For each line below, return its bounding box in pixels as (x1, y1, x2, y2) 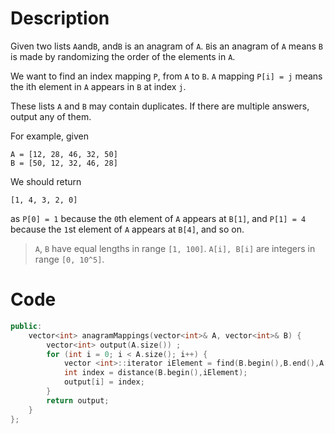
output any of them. (10, 110, 92, 122)
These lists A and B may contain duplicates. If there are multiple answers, (10, 100, 310, 112)
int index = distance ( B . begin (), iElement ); (63, 368, 248, 378)
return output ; (46, 395, 110, 406)
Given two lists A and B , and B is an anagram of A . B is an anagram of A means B (10, 40, 324, 52)
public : (10, 321, 43, 331)
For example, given (10, 130, 90, 142)
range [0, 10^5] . (34, 253, 105, 265)
